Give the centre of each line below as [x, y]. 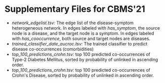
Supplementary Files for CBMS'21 [75, 9]
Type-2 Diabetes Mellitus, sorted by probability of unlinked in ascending [85, 59]
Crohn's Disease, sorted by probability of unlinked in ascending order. [83, 75]
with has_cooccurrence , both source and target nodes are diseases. [81, 39]
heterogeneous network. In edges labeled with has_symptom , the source [86, 28]
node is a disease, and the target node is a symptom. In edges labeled [83, 33]
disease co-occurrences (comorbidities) [53, 49]
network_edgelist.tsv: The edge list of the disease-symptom [73, 23]
